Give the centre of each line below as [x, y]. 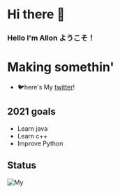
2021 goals [31, 112]
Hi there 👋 [36, 14]
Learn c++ [32, 136]
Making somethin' [61, 67]
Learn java [32, 128]
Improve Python [40, 143]
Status [22, 165]
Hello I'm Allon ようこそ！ [51, 38]
